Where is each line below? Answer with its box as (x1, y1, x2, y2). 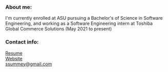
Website (5, 55, 23, 61)
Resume (5, 50, 23, 56)
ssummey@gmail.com (5, 61, 52, 67)
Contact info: (5, 39, 39, 46)
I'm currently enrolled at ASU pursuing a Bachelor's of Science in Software (5, 15, 163, 21)
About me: (5, 4, 32, 11)
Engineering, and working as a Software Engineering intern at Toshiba (5, 20, 153, 26)
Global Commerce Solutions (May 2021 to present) (5, 26, 112, 32)
